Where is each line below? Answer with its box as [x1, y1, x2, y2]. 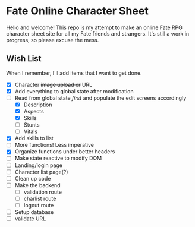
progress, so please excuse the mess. [6, 36, 99, 43]
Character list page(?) [14, 168, 68, 175]
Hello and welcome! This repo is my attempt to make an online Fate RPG [6, 24, 183, 31]
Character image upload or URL [14, 81, 93, 88]
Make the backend [14, 181, 61, 188]
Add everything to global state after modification [14, 87, 134, 94]
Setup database [14, 208, 54, 215]
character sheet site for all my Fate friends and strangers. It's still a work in [6, 30, 190, 37]
